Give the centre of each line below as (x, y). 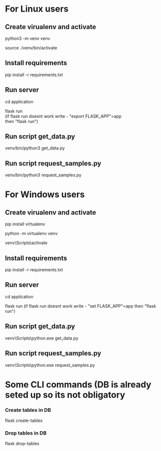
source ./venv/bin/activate (31, 48)
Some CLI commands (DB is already (78, 384)
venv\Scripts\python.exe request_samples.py (50, 365)
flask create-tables (24, 420)
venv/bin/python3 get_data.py (35, 148)
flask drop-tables (22, 444)
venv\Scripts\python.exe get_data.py (42, 338)
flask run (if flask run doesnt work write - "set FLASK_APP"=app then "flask (80, 306)
